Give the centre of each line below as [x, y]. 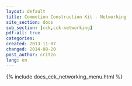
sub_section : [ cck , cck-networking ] [49, 28]
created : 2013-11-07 [31, 44]
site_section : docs [30, 22]
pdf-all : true [23, 33]
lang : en [17, 60]
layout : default [26, 11]
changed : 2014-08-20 [31, 49]
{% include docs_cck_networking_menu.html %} [65, 77]
